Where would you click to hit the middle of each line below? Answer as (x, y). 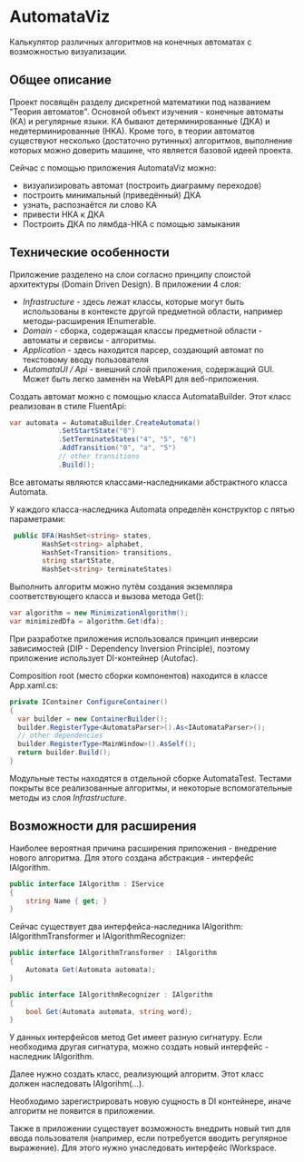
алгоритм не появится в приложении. (83, 1111)
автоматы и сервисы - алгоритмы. (89, 340)
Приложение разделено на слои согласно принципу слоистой (130, 274)
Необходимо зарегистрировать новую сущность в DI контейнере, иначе (151, 1101)
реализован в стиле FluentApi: (68, 406)
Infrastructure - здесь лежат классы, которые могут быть (133, 301)
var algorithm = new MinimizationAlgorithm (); (99, 613)
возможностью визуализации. (68, 51)
